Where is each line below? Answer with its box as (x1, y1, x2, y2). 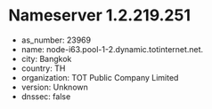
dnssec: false (20, 90, 71, 102)
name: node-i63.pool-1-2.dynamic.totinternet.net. (20, 43, 204, 54)
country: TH (20, 63, 66, 74)
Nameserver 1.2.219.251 (8, 5, 191, 26)
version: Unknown (20, 82, 88, 92)
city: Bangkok (20, 53, 72, 64)
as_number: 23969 (20, 35, 91, 45)
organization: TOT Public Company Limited (20, 72, 179, 82)
